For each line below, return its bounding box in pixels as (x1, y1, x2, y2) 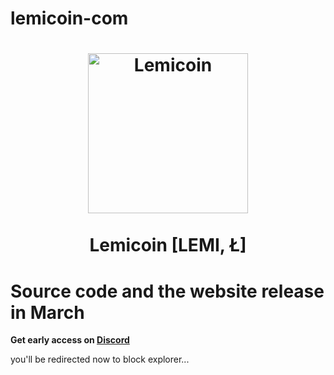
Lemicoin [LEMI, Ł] (89, 234, 247, 257)
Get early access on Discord (10, 334, 130, 346)
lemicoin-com (10, 7, 129, 30)
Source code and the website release (10, 280, 325, 302)
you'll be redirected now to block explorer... (10, 353, 190, 366)
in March (10, 301, 85, 324)
